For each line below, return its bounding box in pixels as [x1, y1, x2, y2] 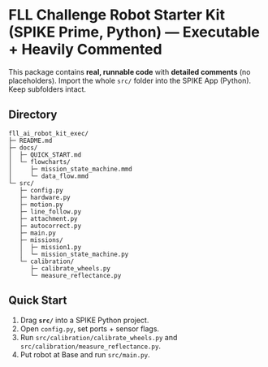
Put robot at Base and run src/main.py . [19, 349, 150, 359]
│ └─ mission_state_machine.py [19, 250, 129, 258]
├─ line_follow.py [19, 207, 82, 216]
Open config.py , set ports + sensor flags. [19, 323, 160, 334]
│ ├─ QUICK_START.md [8, 150, 82, 159]
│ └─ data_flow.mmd [8, 172, 89, 180]
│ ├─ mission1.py [19, 243, 82, 251]
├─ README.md [8, 136, 53, 145]
